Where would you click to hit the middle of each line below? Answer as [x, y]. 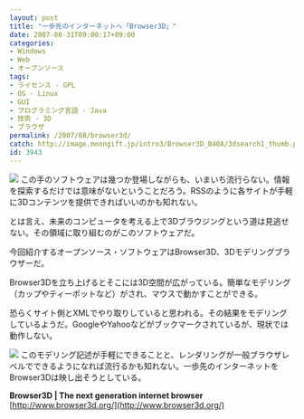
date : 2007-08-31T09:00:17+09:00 [72, 34]
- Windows [28, 52]
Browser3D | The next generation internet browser [106, 395]
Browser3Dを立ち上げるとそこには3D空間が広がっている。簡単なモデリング [150, 282]
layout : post [34, 18]
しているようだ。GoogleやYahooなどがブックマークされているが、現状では [149, 324]
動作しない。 [33, 335]
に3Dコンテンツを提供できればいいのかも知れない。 [106, 202]
